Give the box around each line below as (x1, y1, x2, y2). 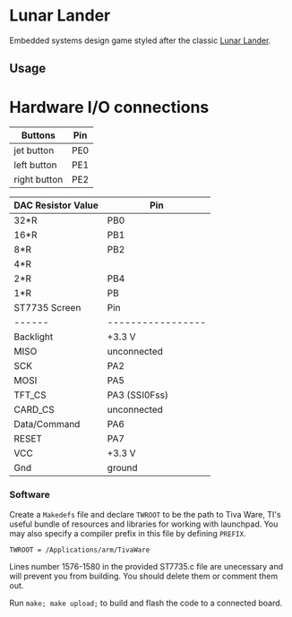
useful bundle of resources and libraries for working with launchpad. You (9, 518, 279, 529)
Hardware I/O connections (9, 97, 210, 117)
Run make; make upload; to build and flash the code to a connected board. (9, 597, 283, 608)
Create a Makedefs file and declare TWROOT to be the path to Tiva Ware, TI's (9, 509, 281, 519)
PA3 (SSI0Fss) (107, 389, 168, 401)
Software (9, 489, 51, 501)
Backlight (13, 330, 54, 343)
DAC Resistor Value (13, 199, 99, 211)
